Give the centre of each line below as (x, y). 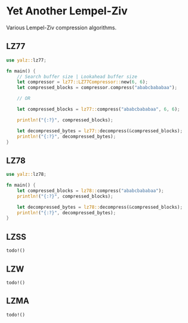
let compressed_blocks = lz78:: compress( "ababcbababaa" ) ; (90, 191)
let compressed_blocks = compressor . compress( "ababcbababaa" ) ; (97, 88)
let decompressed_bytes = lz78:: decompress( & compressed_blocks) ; (100, 207)
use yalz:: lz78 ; (26, 175)
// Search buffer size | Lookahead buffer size (77, 77)
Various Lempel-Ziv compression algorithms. (61, 28)
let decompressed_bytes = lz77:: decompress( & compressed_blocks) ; (100, 131)
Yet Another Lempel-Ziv (67, 11)
